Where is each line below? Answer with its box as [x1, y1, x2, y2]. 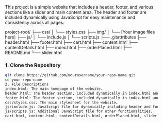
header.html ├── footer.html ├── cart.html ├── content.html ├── [5, 39, 138, 45]
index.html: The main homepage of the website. [5, 86, 103, 91]
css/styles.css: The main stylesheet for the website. [5, 100, 118, 105]
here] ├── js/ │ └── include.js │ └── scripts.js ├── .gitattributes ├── [5, 34, 147, 40]
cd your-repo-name [5, 77, 42, 82]
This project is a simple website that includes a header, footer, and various [5, 4, 154, 10]
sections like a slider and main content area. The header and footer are [5, 9, 147, 15]
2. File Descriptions [5, 82, 49, 87]
